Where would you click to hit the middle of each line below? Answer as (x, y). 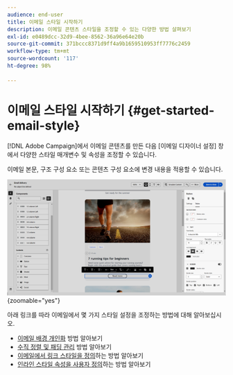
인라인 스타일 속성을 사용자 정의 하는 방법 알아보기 (84, 364)
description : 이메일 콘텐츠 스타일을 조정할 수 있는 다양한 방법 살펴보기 (99, 29)
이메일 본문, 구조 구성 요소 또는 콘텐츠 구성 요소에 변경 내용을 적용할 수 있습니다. (115, 169)
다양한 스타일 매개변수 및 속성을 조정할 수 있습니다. (88, 154)
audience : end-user (35, 15)
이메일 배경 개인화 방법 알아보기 (60, 338)
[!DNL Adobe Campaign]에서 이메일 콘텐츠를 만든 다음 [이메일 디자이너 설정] (112, 146)
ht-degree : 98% (29, 66)
